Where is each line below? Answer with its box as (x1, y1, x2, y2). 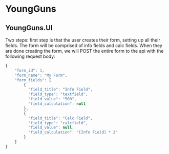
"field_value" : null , (28, 125, 74, 130)
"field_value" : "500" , (28, 97, 77, 102)
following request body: (5, 53, 55, 59)
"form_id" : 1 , (14, 68, 45, 73)
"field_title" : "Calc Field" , (28, 116, 93, 121)
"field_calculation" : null (28, 101, 86, 106)
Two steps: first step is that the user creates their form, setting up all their (5, 37, 160, 43)
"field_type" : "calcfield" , (28, 120, 88, 125)
